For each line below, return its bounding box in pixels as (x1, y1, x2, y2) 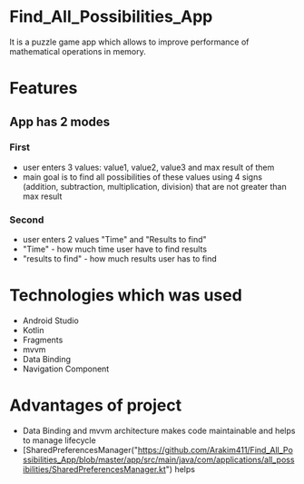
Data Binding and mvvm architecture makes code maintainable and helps (22, 425, 296, 436)
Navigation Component (22, 363, 110, 374)
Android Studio (22, 315, 79, 326)
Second (9, 213, 44, 226)
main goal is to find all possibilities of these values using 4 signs (22, 171, 263, 183)
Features (9, 78, 78, 99)
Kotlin (22, 325, 44, 336)
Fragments (22, 334, 64, 346)
